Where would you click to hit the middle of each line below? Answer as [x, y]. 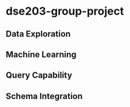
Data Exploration [38, 34]
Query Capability [39, 76]
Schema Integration [44, 96]
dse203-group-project [65, 11]
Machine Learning [41, 54]
